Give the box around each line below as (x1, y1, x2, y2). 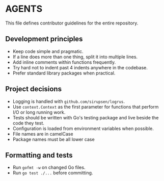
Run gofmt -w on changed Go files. (12, 164, 86, 171)
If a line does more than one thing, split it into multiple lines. (12, 54, 138, 60)
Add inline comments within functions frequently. (12, 59, 116, 65)
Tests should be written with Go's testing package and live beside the (12, 114, 159, 120)
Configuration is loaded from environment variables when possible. (12, 125, 154, 132)
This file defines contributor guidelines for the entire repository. (5, 20, 139, 26)
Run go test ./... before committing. (12, 170, 93, 176)
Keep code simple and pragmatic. (12, 48, 84, 54)
